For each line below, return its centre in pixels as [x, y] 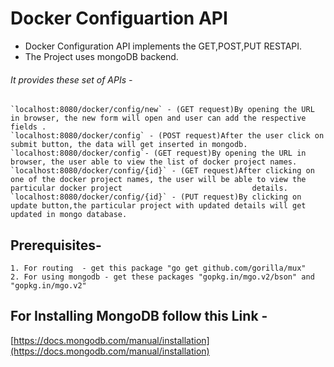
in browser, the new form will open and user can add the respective [158, 118]
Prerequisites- [56, 245]
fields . [28, 127]
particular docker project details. [149, 188]
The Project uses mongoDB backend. [101, 56]
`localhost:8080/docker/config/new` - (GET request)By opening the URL [162, 110]
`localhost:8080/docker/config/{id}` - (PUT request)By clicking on [156, 197]
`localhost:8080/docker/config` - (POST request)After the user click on [167, 136]
